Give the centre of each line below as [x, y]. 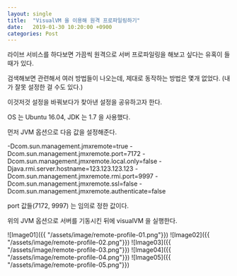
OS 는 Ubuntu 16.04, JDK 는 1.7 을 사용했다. [69, 117]
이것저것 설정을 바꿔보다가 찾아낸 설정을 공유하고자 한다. [85, 102]
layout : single [30, 14]
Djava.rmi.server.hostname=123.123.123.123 [70, 169]
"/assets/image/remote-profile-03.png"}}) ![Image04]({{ [89, 250]
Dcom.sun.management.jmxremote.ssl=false [73, 184]
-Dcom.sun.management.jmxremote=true [68, 146]
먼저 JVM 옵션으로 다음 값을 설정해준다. [62, 132]
